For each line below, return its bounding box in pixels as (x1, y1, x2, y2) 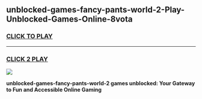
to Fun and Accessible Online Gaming (6, 86, 102, 93)
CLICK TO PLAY (6, 32, 53, 41)
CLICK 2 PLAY (6, 55, 48, 63)
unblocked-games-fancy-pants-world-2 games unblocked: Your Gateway (6, 79, 195, 86)
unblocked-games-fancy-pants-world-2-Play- (6, 5, 185, 15)
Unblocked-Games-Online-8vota (6, 14, 133, 25)
